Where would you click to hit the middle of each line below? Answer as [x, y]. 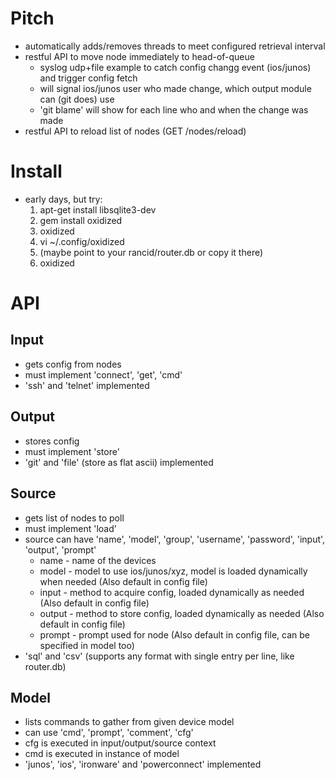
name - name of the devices [98, 560]
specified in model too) [87, 645]
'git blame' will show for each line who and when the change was [174, 109]
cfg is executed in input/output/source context [120, 743]
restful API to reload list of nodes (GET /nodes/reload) [135, 131]
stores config [52, 441]
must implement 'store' [72, 451]
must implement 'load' [70, 528]
